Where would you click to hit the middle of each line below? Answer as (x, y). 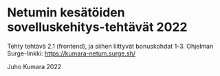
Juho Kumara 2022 (34, 66)
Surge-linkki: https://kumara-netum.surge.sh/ (71, 53)
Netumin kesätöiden (66, 13)
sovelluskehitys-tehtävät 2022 (97, 27)
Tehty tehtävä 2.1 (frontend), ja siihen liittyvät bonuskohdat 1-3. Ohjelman (110, 46)
